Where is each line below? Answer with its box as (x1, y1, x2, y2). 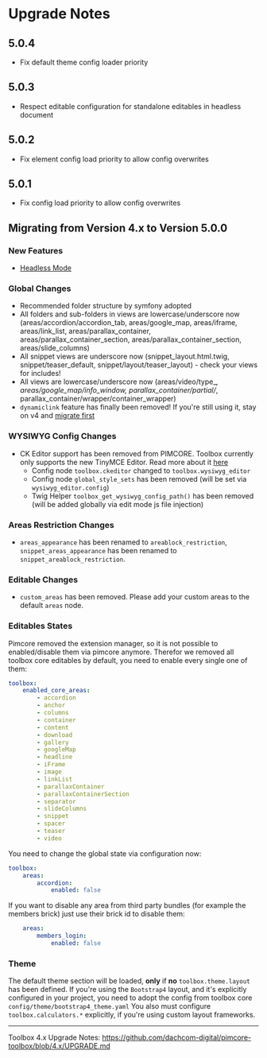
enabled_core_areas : (22, 687, 91, 695)
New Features (8, 245, 64, 256)
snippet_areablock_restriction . (19, 554, 126, 564)
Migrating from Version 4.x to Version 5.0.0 (8, 221, 228, 234)
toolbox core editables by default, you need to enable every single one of (8, 655, 248, 665)
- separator (37, 797, 77, 805)
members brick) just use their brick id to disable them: (8, 909, 185, 919)
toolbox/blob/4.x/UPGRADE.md (8, 1041, 111, 1051)
